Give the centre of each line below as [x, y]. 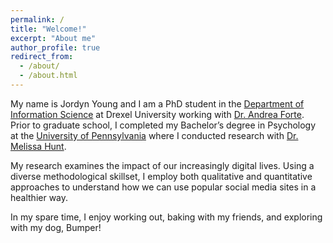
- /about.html [48, 76]
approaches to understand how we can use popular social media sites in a [163, 187]
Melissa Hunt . [38, 146]
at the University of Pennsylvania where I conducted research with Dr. [154, 135]
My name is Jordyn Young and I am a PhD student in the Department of [157, 103]
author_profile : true [55, 47]
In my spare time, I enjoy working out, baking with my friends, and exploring [166, 217]
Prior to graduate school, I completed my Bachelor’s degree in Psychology [163, 125]
